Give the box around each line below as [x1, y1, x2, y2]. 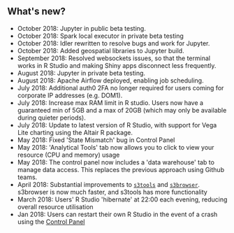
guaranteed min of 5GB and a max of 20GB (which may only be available [17, 106, 227, 114]
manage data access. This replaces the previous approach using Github [17, 165, 225, 174]
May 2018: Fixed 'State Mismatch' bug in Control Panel [17, 136, 175, 144]
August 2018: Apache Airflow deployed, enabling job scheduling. [17, 76, 204, 85]
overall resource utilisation [17, 202, 94, 211]
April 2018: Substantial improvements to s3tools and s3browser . [17, 180, 200, 188]
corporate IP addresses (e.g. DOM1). [17, 91, 123, 99]
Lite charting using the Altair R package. [17, 128, 133, 136]
